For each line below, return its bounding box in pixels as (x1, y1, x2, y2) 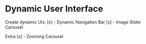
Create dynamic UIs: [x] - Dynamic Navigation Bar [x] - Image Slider (5, 19, 141, 25)
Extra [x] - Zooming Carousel (5, 33, 63, 39)
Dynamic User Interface (5, 3, 103, 14)
